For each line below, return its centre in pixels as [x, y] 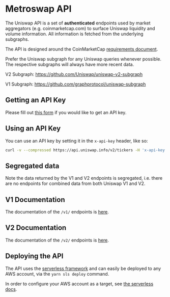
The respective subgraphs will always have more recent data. [70, 64]
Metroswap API [38, 9]
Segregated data [32, 166]
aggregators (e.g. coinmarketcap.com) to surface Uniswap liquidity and [80, 28]
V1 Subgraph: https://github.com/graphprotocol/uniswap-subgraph [76, 84]
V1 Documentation [35, 199]
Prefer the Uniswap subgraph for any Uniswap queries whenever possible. [83, 59]
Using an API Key [33, 129]
